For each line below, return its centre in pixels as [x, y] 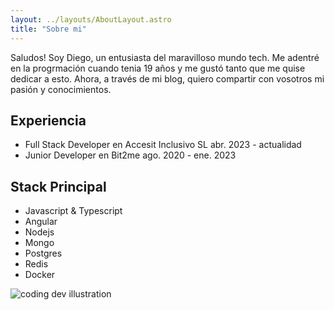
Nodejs [39, 232]
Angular [41, 222]
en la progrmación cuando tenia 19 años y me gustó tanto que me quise [158, 68]
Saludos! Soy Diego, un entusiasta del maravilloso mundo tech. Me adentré [165, 57]
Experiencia [48, 120]
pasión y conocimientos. [61, 89]
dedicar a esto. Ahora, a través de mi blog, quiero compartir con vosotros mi [167, 78]
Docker [40, 275]
